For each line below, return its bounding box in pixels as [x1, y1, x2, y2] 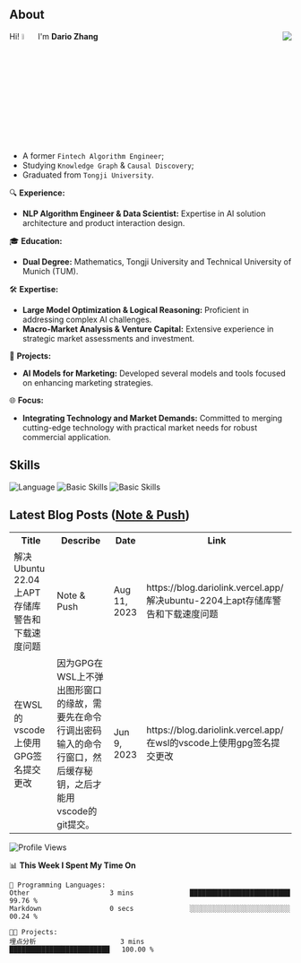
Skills [9, 457, 40, 473]
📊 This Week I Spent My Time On [9, 860, 136, 871]
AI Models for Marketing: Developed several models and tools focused [21, 368, 286, 379]
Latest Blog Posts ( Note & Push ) [9, 508, 190, 523]
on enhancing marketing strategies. [21, 377, 154, 388]
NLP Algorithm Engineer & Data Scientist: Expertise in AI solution [21, 208, 266, 219]
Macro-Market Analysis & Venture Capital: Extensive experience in [21, 324, 274, 334]
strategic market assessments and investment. [21, 334, 195, 344]
